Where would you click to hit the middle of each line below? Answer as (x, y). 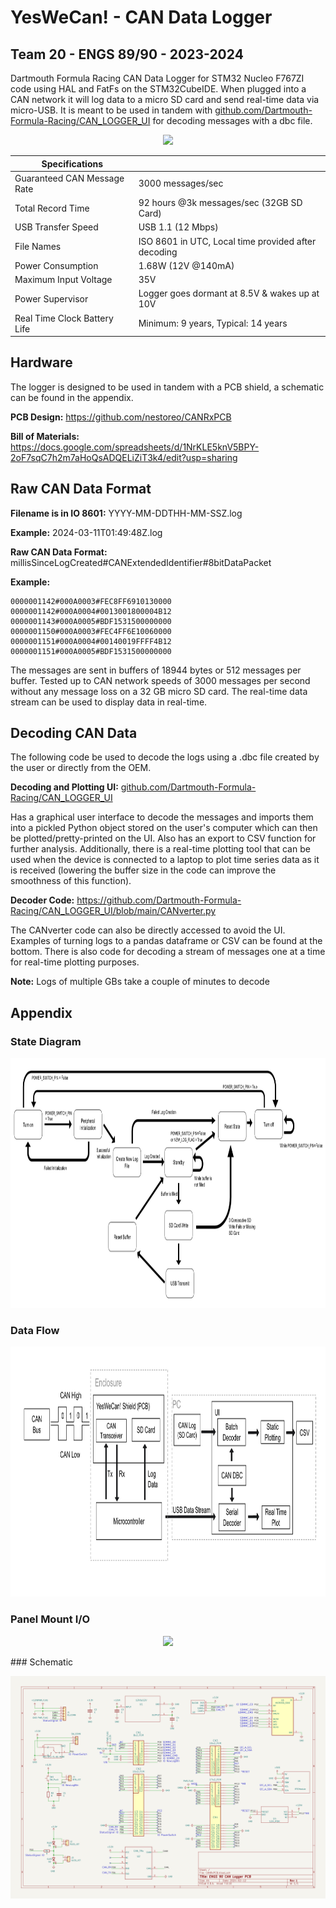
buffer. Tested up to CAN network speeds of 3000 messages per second (160, 680)
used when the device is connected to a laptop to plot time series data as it (165, 860)
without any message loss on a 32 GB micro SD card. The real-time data (159, 691)
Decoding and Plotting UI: (64, 787)
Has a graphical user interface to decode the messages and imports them (162, 817)
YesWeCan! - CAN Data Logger (141, 17)
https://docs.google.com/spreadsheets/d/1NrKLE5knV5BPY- (135, 447)
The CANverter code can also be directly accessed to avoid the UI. (148, 930)
